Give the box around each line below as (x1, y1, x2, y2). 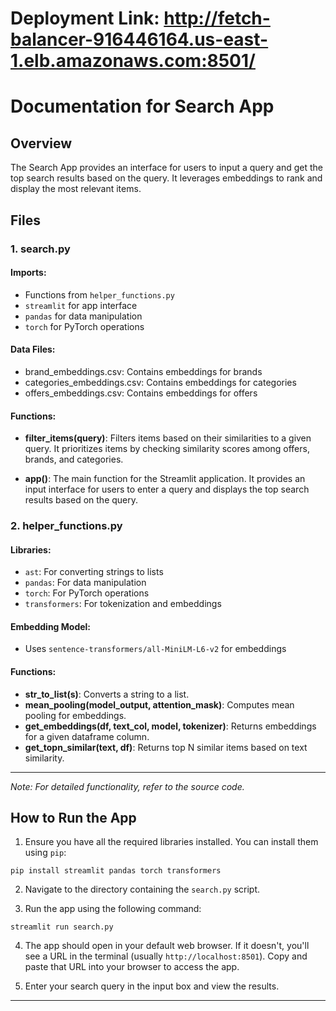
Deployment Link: (10, 7, 160, 30)
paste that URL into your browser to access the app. (24, 961, 240, 973)
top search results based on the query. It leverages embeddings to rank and (10, 172, 323, 184)
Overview (10, 135, 73, 152)
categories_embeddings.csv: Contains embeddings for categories (24, 376, 297, 388)
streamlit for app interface (24, 299, 138, 311)
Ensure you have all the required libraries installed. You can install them (24, 836, 319, 848)
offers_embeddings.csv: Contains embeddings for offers (24, 387, 258, 399)
